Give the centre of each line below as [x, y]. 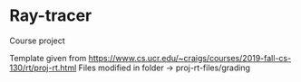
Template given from [48, 58]
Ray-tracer [51, 16]
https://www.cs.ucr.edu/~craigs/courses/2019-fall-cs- [190, 58]
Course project [37, 41]
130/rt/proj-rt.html [43, 68]
